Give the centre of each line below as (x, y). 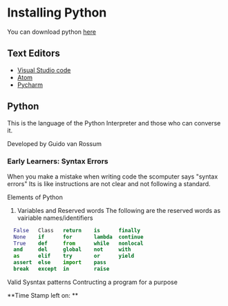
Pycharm (30, 85)
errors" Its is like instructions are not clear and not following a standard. (109, 183)
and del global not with (72, 249)
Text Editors (34, 53)
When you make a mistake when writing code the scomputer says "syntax (113, 176)
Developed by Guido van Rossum (55, 143)
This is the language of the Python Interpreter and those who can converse (114, 123)
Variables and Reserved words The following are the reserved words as (119, 210)
